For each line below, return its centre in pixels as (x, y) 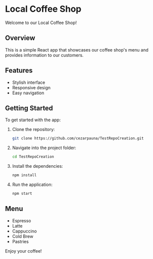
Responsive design (31, 87)
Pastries (20, 241)
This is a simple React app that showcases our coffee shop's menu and (77, 50)
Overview (20, 38)
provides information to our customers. (44, 55)
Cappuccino (24, 231)
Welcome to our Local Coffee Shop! (41, 23)
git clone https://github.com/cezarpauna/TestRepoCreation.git (78, 138)
